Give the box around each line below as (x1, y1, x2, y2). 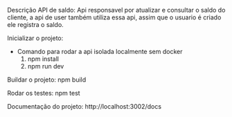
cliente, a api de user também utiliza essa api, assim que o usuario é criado (7, 13, 222, 21)
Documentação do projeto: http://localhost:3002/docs (7, 102, 161, 110)
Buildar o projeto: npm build (7, 75, 87, 84)
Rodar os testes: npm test (7, 89, 81, 97)
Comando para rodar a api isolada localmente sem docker (17, 48, 183, 55)
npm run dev (27, 62, 64, 70)
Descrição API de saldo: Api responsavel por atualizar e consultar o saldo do (7, 6, 226, 14)
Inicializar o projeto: (7, 34, 64, 42)
